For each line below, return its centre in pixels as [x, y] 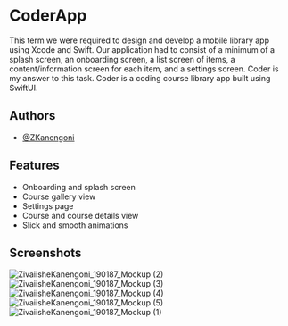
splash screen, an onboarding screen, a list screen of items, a [122, 59]
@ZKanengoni [48, 137]
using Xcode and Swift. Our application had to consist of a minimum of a [142, 49]
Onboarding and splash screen [79, 187]
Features [34, 166]
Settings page [48, 205]
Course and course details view [80, 215]
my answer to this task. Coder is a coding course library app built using [140, 78]
